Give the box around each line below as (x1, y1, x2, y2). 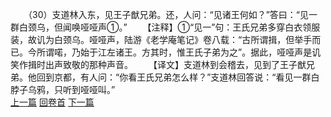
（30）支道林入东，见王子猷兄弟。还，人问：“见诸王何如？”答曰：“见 (27, 9, 309, 20)
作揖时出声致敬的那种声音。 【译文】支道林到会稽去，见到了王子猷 (18, 59, 307, 70)
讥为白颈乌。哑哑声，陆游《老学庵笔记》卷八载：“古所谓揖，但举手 (36, 34, 313, 45)
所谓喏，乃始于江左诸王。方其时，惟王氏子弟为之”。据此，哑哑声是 (36, 46, 313, 58)
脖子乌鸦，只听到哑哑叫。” (10, 84, 116, 95)
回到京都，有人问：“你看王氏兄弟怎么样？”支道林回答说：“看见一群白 (36, 71, 320, 83)
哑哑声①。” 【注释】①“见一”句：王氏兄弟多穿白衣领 (79, 21, 312, 33)
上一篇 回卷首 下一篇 (10, 96, 95, 108)
